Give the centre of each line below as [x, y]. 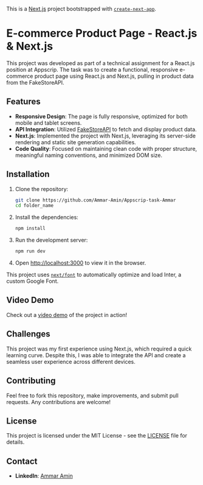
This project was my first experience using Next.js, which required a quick [99, 349]
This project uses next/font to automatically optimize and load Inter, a [94, 275]
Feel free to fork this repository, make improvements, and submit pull [92, 396]
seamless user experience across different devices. [71, 361]
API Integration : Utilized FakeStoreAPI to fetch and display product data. [106, 129]
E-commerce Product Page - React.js [102, 33]
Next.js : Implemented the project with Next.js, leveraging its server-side [105, 136]
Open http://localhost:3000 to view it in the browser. [81, 263]
